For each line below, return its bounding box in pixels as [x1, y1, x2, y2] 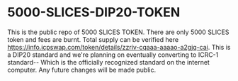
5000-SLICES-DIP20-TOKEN [7, 4, 181, 21]
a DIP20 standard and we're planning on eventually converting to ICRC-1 [7, 50, 219, 59]
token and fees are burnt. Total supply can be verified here [7, 35, 179, 43]
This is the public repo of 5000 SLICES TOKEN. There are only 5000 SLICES [7, 28, 229, 36]
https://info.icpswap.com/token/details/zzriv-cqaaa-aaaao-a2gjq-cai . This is [7, 43, 231, 51]
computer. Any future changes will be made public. [7, 65, 157, 74]
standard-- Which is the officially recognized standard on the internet [7, 58, 210, 66]
